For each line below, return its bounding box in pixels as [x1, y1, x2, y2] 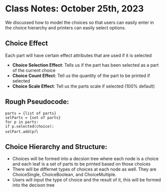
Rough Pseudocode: [5, 97, 69, 106]
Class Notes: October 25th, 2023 [5, 3, 144, 14]
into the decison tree [12, 182, 55, 188]
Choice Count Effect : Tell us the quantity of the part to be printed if [12, 73, 150, 79]
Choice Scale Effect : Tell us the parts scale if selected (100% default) [12, 83, 155, 89]
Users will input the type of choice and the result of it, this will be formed [12, 177, 161, 183]
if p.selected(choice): [5, 124, 55, 129]
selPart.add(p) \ [5, 128, 38, 134]
